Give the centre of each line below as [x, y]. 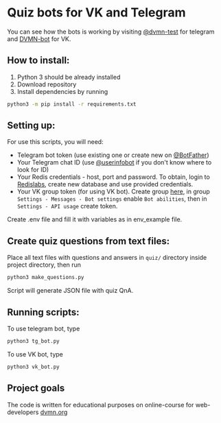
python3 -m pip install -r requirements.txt [72, 104]
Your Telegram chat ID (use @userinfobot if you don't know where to [114, 162]
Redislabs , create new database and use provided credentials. [105, 184]
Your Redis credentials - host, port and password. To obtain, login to [114, 177]
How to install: [38, 61]
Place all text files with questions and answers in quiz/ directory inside [107, 258]
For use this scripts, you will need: [56, 142]
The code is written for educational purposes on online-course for [101, 404]
